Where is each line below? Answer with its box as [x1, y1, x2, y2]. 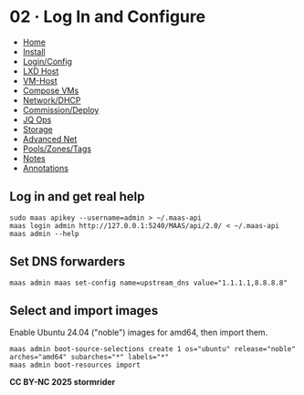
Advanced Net [22, 133, 78, 144]
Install [22, 46, 46, 57]
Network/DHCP [22, 94, 81, 106]
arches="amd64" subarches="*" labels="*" [9, 353, 170, 362]
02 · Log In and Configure [9, 6, 206, 27]
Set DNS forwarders [9, 254, 126, 270]
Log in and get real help [9, 189, 145, 204]
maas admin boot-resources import [9, 360, 142, 370]
